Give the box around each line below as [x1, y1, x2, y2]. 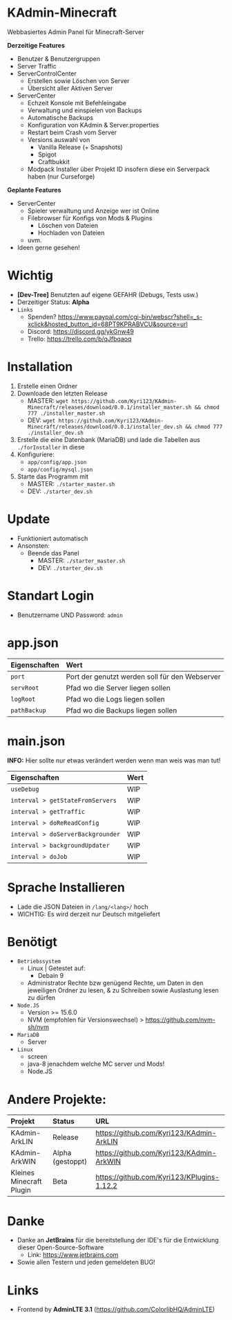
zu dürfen [27, 994, 56, 1002]
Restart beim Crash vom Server [27, 128, 117, 136]
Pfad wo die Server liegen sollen [66, 683, 171, 693]
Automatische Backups [27, 113, 94, 122]
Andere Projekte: [7, 1091, 107, 1107]
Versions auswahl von [27, 135, 90, 143]
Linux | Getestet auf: [27, 964, 86, 972]
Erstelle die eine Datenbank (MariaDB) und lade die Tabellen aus [17, 435, 200, 444]
